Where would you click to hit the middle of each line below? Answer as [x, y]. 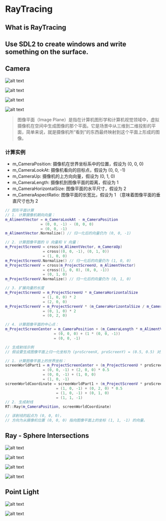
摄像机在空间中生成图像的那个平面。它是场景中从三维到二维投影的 [84, 126]
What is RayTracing [36, 27]
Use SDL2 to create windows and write [66, 44]
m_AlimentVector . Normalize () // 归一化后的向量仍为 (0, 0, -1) [68, 234]
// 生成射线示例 [20, 347]
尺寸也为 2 [27, 201]
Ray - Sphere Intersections [47, 436]
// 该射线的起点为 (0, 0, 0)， [34, 416]
